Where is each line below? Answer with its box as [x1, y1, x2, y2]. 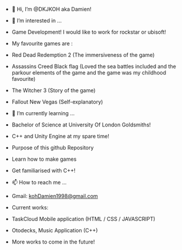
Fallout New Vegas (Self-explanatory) [11, 98, 103, 105]
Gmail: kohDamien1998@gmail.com [11, 193, 99, 199]
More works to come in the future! [11, 238, 95, 245]
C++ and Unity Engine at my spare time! [11, 133, 109, 139]
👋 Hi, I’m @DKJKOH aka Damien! [11, 6, 92, 12]
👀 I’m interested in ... [11, 17, 62, 24]
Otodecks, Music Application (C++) [11, 227, 98, 233]
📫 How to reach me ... [11, 179, 67, 186]
